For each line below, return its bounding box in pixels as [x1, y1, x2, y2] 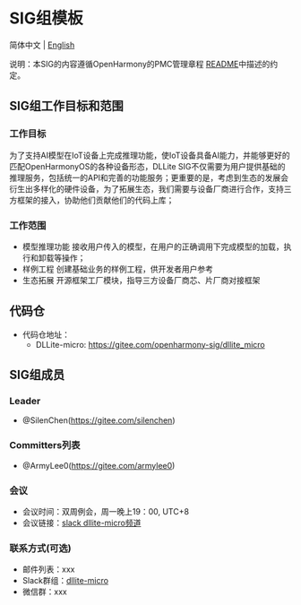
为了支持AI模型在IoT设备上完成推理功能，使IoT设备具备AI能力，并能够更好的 [9, 150, 291, 160]
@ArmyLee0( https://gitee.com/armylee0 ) [21, 460, 176, 471]
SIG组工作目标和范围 [9, 99, 124, 114]
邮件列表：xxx [21, 564, 75, 575]
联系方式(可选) [9, 541, 72, 554]
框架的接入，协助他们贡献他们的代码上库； [16, 194, 175, 205]
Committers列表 [9, 439, 81, 452]
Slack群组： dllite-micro [21, 575, 109, 586]
